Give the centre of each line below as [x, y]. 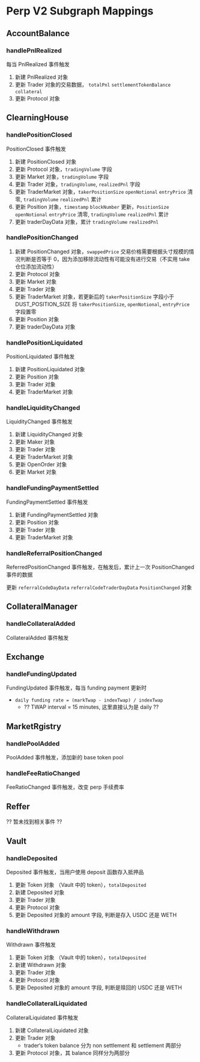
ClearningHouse [38, 118]
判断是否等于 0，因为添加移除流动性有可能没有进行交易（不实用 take [105, 259]
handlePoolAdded [33, 743]
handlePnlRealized [34, 51]
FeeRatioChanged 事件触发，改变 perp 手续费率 [65, 787]
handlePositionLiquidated [44, 342]
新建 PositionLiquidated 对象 [50, 369]
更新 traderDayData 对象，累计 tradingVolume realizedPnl [87, 221]
